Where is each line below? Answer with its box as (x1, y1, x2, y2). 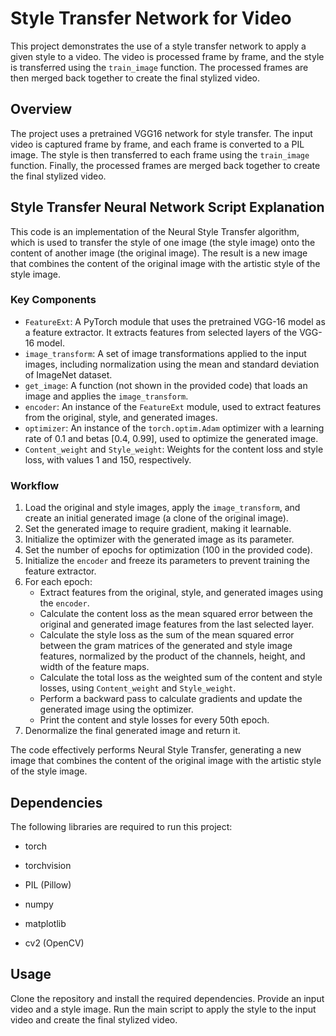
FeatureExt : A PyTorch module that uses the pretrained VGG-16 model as (24, 315, 326, 327)
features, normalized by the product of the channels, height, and (39, 650, 306, 662)
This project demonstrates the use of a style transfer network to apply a (10, 40, 307, 52)
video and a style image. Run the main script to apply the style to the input (10, 1003, 317, 1015)
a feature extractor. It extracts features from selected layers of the (24, 326, 298, 338)
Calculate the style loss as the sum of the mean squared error (39, 629, 295, 641)
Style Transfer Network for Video (10, 7, 292, 30)
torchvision (24, 859, 72, 871)
